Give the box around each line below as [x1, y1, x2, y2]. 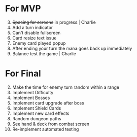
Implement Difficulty [12, 89, 54, 95]
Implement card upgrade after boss [12, 100, 85, 106]
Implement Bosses [12, 95, 50, 101]
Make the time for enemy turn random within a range [12, 84, 120, 90]
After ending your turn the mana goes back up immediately [12, 45, 132, 51]
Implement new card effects [12, 110, 69, 116]
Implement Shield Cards [12, 105, 61, 111]
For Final [5, 68, 41, 79]
